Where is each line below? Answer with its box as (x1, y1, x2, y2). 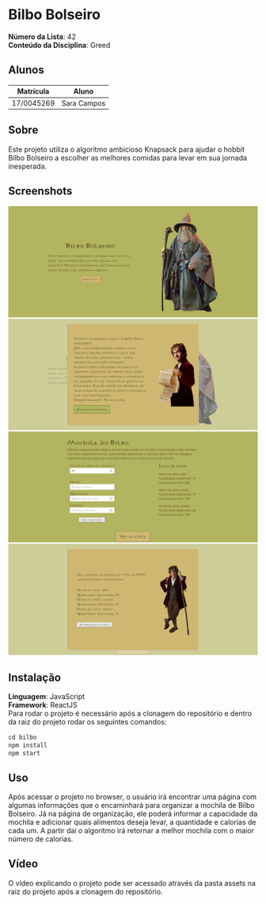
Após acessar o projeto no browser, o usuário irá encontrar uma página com (8, 792, 257, 802)
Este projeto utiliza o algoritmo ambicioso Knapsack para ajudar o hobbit (8, 145, 245, 154)
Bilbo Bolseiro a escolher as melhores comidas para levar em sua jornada (8, 153, 248, 162)
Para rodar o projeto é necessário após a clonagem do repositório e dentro (8, 709, 252, 718)
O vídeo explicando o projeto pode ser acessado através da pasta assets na (8, 878, 256, 887)
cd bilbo (8, 733, 37, 742)
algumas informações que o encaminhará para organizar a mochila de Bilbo (8, 801, 255, 809)
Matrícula (17, 87, 50, 96)
